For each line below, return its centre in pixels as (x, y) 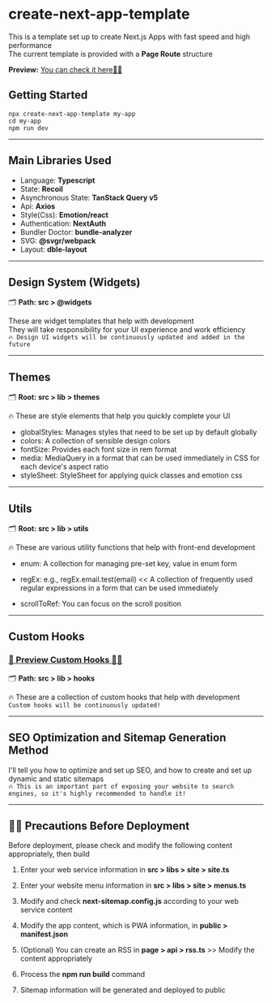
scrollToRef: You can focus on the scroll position (101, 603)
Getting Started (48, 95)
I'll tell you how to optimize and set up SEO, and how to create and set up (130, 770)
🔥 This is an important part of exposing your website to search (121, 786)
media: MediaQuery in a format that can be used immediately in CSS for (140, 458)
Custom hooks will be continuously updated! (85, 705)
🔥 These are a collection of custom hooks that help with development (124, 697)
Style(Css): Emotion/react (64, 214)
